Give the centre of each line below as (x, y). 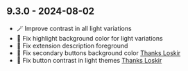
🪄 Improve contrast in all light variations (74, 28)
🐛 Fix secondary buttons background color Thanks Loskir (99, 53)
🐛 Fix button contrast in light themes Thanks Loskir (89, 60)
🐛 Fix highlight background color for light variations (90, 38)
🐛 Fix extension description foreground (72, 45)
